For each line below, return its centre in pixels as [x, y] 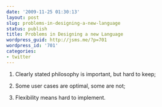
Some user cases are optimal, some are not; [70, 86]
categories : [21, 51]
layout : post [23, 18]
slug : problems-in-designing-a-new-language [63, 23]
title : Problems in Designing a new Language [65, 34]
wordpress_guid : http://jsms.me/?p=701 [57, 40]
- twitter [19, 57]
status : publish [27, 29]
